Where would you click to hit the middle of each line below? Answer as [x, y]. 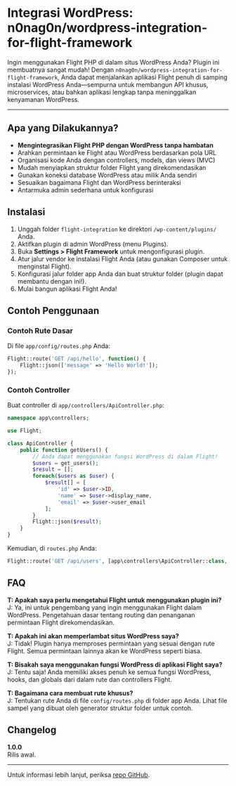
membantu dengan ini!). [52, 281]
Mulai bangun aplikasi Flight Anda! [67, 289]
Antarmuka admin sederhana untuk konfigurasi [85, 190]
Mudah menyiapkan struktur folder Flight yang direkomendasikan [112, 167]
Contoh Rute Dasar [40, 330]
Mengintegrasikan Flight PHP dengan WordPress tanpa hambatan [116, 145]
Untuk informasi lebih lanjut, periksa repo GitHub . [79, 775]
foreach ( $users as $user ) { [73, 476]
